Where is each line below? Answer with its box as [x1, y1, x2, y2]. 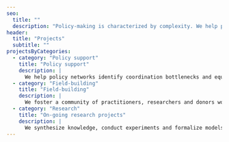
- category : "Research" [12, 105, 80, 112]
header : [6, 29, 29, 36]
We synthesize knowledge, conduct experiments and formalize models [24, 124, 224, 131]
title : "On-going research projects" [18, 111, 126, 118]
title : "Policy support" [18, 61, 90, 68]
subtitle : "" [12, 42, 50, 48]
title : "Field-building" [18, 86, 90, 93]
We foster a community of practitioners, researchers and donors [24, 99, 215, 106]
